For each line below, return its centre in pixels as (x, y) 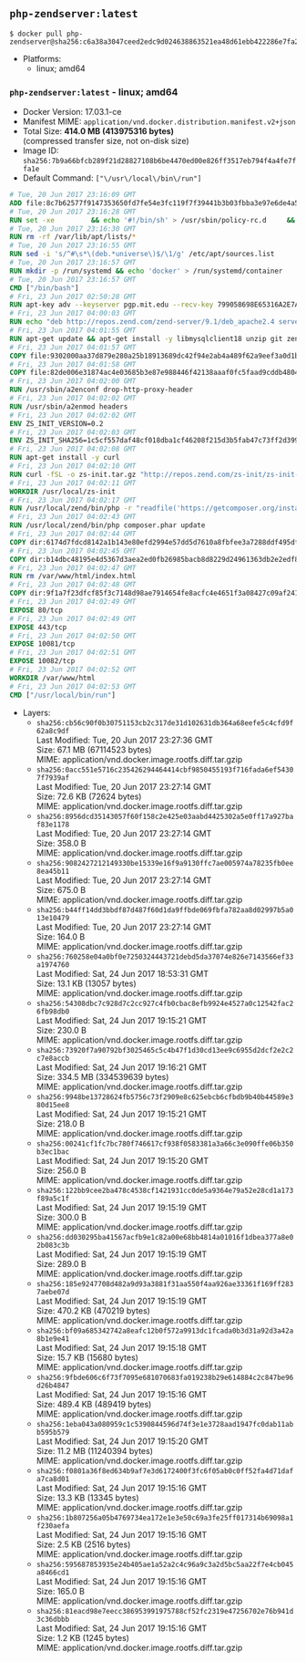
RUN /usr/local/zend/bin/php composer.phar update (107, 525)
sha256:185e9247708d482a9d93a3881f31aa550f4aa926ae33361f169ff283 (165, 1284)
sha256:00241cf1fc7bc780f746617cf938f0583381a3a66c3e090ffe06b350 (165, 1144)
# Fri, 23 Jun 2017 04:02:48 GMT (73, 585)
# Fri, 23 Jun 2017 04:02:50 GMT (73, 636)
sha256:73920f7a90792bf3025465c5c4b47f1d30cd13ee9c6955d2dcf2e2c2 (165, 1050)
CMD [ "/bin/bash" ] (44, 288)
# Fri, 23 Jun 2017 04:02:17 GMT (73, 500)
